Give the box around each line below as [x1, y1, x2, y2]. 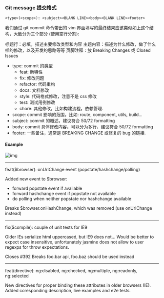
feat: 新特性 [19, 69, 43, 75]
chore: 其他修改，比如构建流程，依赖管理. [19, 106, 103, 112]
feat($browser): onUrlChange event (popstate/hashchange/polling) [5, 166, 140, 172]
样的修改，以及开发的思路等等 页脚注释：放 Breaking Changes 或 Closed [5, 47, 151, 53]
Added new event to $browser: [5, 176, 67, 181]
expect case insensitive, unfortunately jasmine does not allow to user [5, 239, 144, 245]
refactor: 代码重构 [19, 81, 55, 87]
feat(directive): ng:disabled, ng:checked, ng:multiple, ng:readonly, [5, 267, 138, 274]
